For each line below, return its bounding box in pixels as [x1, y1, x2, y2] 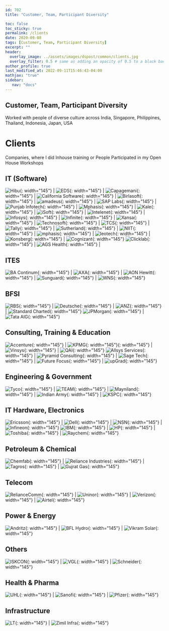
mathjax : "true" [5, 73, 39, 78]
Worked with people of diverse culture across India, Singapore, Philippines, [5, 114, 161, 120]
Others [5, 545, 28, 554]
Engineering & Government [5, 373, 92, 381]
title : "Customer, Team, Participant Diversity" [5, 12, 109, 17]
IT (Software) [5, 174, 48, 183]
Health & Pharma [5, 578, 59, 587]
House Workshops [5, 160, 44, 166]
